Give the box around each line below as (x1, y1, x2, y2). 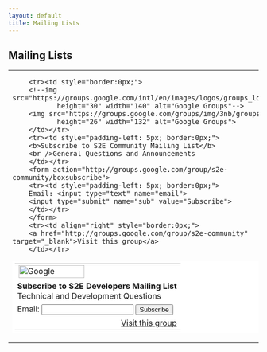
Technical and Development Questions (17, 291, 161, 302)
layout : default (8, 11, 62, 20)
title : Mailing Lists (8, 19, 80, 27)
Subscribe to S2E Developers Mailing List (17, 280, 177, 291)
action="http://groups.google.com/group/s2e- (52, 165, 228, 174)
